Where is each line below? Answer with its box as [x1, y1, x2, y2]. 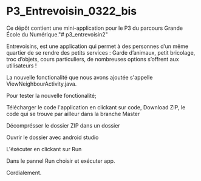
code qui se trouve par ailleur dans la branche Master [6, 110, 140, 117]
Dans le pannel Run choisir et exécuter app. [6, 157, 115, 165]
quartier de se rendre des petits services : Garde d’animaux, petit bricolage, [6, 49, 196, 56]
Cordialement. [6, 169, 42, 176]
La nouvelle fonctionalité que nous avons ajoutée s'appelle [6, 73, 153, 81]
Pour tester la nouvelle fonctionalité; [6, 92, 97, 99]
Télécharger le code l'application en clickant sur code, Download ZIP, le [6, 103, 186, 111]
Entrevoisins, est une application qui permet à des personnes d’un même [6, 43, 189, 50]
